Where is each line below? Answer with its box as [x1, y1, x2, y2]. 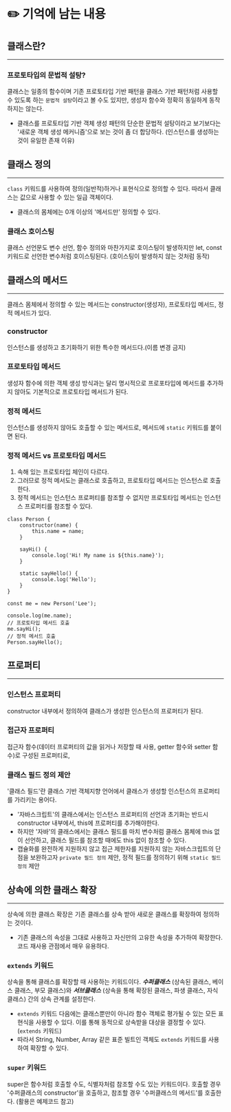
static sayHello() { [19, 570, 78, 577]
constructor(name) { [19, 522, 78, 529]
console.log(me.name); [7, 612, 72, 620]
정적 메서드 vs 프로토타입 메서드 [7, 451, 107, 461]
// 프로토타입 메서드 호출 [7, 620, 70, 627]
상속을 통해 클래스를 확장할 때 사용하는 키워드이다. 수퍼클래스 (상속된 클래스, [7, 978, 211, 986]
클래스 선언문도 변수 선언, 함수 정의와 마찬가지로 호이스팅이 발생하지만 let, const [7, 244, 222, 252]
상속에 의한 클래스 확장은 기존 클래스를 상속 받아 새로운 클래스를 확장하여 [7, 910, 201, 918]
